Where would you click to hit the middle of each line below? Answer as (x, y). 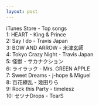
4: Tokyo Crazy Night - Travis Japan (50, 54)
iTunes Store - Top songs (37, 28)
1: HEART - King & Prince (36, 34)
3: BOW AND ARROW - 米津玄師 (45, 48)
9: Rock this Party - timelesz (40, 89)
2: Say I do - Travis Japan (37, 40)
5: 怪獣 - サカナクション (35, 61)
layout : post (22, 11)
